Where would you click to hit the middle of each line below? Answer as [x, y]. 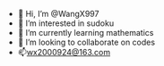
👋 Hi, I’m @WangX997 [58, 14]
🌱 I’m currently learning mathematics [86, 33]
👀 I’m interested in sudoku [66, 23]
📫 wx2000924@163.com [64, 52]
